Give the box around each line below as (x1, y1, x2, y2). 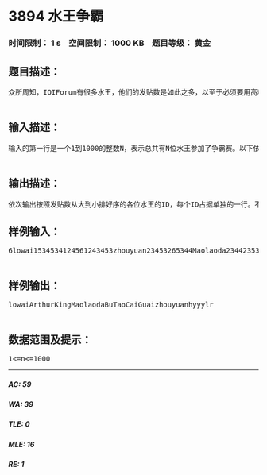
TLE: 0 (8, 419, 30, 429)
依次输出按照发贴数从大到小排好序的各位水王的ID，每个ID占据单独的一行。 (8, 199, 255, 209)
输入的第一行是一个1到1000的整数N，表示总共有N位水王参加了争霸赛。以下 (8, 144, 253, 153)
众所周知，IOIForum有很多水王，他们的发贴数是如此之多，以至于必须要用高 (8, 87, 258, 96)
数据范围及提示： (8, 333, 92, 346)
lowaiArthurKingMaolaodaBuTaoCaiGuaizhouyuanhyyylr (8, 300, 215, 310)
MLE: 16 (8, 439, 35, 449)
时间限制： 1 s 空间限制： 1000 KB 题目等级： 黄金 (8, 37, 211, 48)
